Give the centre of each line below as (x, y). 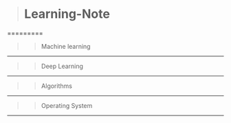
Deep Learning (62, 66)
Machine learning (66, 46)
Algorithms (56, 86)
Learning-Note (67, 14)
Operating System (67, 105)
